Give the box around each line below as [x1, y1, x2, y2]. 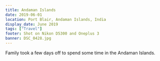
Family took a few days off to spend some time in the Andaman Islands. [5, 49, 156, 56]
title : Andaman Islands [5, 7, 56, 13]
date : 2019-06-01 [5, 12, 42, 17]
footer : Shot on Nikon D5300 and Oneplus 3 [5, 31, 100, 36]
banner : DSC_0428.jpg [5, 36, 52, 41]
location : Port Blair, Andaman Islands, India [5, 17, 106, 22]
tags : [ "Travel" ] [5, 26, 42, 32]
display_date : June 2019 [5, 21, 58, 27]
